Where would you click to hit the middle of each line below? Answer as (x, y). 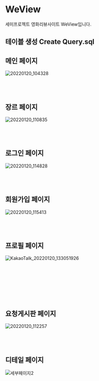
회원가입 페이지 (28, 199)
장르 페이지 (22, 107)
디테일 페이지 (25, 360)
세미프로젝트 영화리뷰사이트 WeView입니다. (48, 24)
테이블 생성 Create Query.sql (50, 42)
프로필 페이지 (25, 245)
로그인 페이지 (25, 153)
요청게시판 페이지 (31, 313)
